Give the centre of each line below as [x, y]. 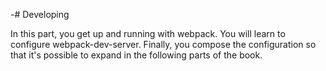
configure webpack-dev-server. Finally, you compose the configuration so [163, 44]
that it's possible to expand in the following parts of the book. [136, 55]
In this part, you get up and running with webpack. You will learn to [148, 33]
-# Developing [40, 14]
